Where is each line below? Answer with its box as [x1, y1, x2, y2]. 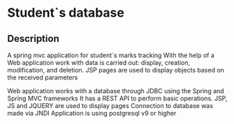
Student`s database [7, 5, 124, 21]
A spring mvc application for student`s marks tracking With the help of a [7, 51, 215, 59]
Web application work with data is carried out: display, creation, [7, 59, 191, 67]
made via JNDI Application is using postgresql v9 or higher [7, 109, 177, 117]
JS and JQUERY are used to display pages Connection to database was [7, 102, 214, 109]
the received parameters [7, 73, 78, 82]
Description [7, 33, 59, 45]
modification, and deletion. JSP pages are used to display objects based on [7, 66, 225, 74]
